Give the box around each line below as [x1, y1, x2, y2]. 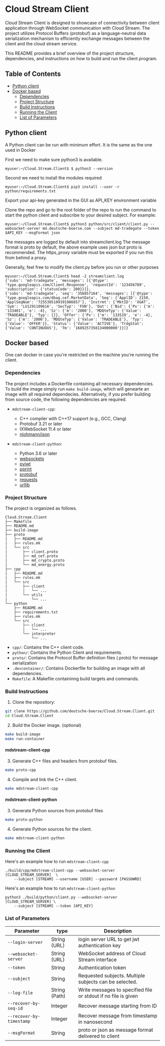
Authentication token [78, 964, 126, 971]
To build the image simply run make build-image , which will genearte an [5, 386, 149, 392]
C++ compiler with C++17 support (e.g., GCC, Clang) [19, 415, 127, 421]
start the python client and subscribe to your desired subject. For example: [5, 212, 156, 218]
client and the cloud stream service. [5, 40, 78, 46]
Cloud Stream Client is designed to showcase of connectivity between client [5, 20, 160, 26]
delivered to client [78, 1033, 120, 1040]
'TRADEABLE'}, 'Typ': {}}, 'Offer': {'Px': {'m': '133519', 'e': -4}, [5, 312, 153, 318]
